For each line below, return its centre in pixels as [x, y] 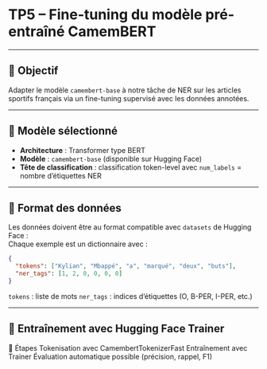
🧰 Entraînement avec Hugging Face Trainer [116, 329]
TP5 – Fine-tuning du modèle [105, 15]
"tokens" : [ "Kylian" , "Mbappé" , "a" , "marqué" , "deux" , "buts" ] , [126, 266]
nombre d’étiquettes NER [60, 175]
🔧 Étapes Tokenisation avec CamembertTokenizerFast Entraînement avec [128, 347]
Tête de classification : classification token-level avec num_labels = [131, 167]
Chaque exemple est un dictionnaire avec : [78, 244]
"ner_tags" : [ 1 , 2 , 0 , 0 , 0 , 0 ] [69, 274]
